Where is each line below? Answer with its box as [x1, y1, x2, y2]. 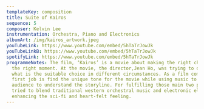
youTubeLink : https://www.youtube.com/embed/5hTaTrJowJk [6, 43, 154, 49]
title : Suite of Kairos [6, 15, 67, 21]
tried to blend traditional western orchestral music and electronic [12, 88, 191, 94]
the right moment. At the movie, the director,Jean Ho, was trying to [12, 65, 194, 71]
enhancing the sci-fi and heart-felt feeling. [12, 93, 132, 99]
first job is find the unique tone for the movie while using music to [12, 76, 197, 82]
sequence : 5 [6, 20, 36, 26]
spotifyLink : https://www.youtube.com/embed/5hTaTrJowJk [6, 54, 154, 60]
